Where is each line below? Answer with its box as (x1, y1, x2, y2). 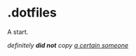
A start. (7, 28, 29, 36)
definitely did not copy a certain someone (7, 41, 129, 49)
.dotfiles (7, 5, 57, 21)
